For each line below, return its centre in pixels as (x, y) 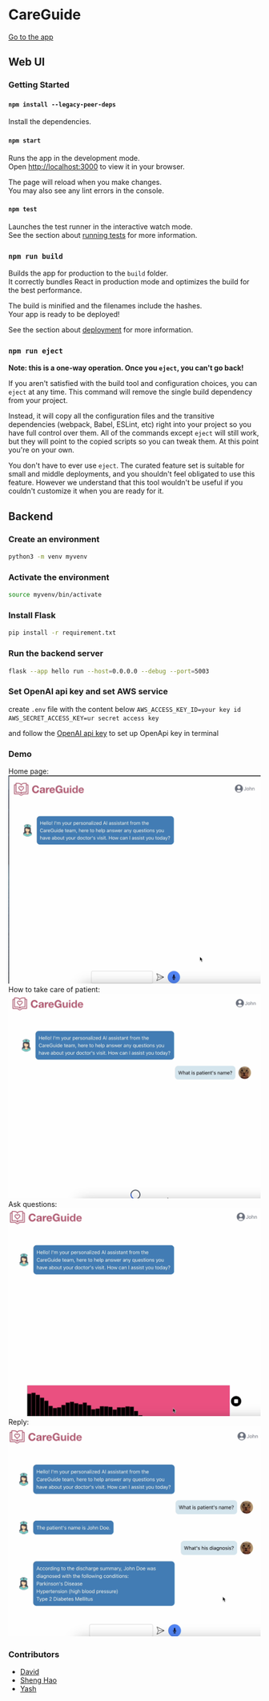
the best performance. (45, 291)
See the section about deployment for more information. (101, 330)
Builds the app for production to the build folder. (88, 273)
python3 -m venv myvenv (48, 557)
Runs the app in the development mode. (74, 158)
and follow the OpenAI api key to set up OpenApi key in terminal (113, 733)
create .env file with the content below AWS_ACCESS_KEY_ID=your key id (125, 709)
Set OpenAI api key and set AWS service (88, 692)
